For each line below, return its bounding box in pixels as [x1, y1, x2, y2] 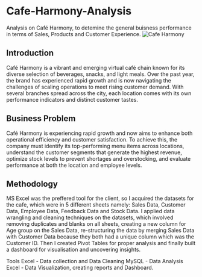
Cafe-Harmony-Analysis [6, 4, 131, 18]
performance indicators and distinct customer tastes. [6, 96, 139, 103]
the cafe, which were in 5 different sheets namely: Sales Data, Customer [6, 201, 186, 208]
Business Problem [6, 113, 76, 124]
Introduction [6, 48, 54, 58]
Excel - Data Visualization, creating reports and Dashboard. [6, 264, 154, 272]
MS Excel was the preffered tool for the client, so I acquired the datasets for [6, 195, 194, 202]
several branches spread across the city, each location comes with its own [6, 89, 192, 97]
